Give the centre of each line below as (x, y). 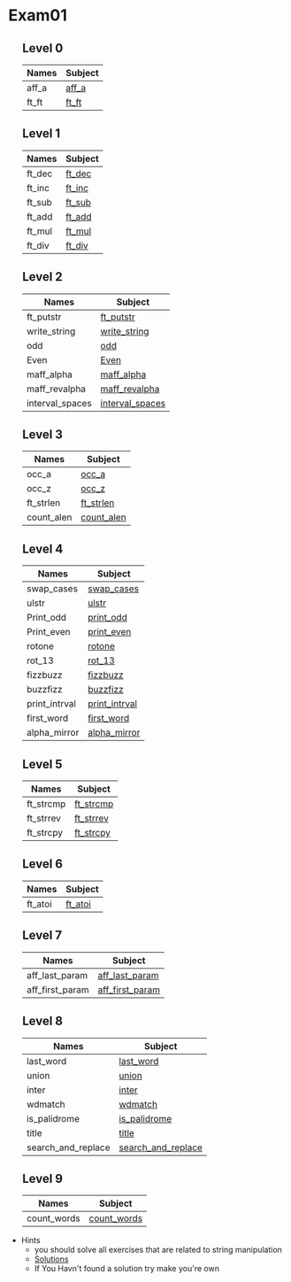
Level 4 (43, 548)
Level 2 (42, 277)
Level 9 (43, 1178)
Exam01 (38, 15)
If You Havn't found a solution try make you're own (127, 1269)
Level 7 (42, 935)
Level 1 (42, 134)
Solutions (51, 1259)
